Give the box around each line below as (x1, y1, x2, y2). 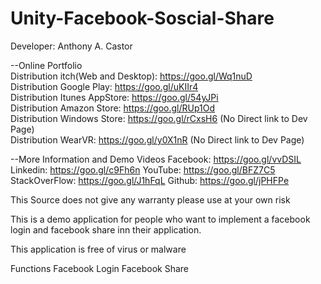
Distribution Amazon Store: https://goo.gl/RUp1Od (10, 102, 216, 114)
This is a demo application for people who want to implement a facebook (10, 213, 311, 225)
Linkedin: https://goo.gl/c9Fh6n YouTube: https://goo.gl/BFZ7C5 (10, 163, 276, 176)
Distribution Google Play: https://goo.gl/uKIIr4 (10, 80, 199, 92)
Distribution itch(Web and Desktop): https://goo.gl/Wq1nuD (10, 70, 253, 82)
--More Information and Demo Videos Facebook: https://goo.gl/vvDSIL (10, 153, 302, 165)
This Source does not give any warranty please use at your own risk (10, 193, 291, 206)
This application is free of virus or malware (10, 243, 187, 255)
